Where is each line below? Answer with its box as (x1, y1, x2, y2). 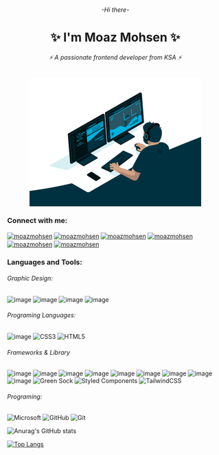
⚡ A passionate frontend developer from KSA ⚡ (49, 54, 182, 62)
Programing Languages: (7, 311, 76, 319)
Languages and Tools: (7, 257, 82, 267)
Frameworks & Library (7, 348, 71, 356)
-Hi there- (101, 5, 130, 14)
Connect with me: (7, 215, 68, 225)
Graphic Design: (7, 275, 54, 283)
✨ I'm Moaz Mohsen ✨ (50, 30, 181, 45)
